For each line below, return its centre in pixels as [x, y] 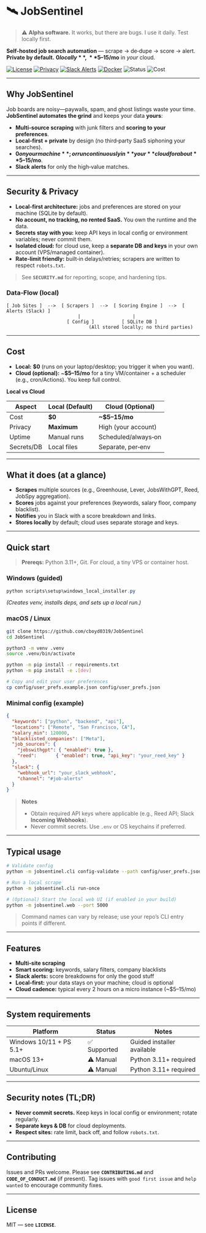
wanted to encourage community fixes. [55, 1185]
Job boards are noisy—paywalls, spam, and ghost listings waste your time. [101, 109]
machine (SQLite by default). [51, 213]
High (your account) [128, 427]
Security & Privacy [43, 192]
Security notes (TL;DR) [51, 1098]
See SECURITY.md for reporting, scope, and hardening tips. [94, 277]
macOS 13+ [27, 1060]
